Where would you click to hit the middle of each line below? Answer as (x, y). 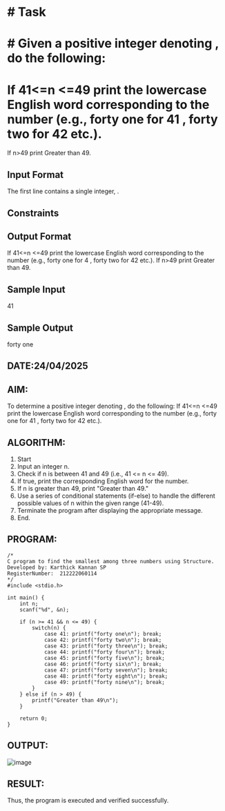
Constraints (33, 213)
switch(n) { (49, 628)
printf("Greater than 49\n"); (75, 700)
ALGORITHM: (36, 442)
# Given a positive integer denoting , (113, 44)
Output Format (39, 236)
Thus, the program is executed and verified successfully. (88, 801)
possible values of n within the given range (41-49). (90, 503)
